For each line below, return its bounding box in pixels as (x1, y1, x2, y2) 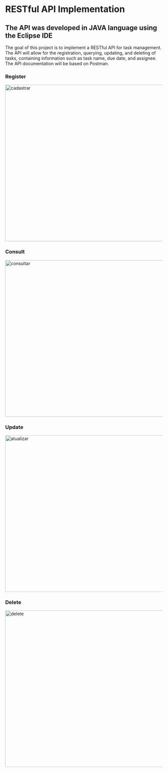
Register (5, 73, 26, 80)
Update (5, 424, 23, 431)
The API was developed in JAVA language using (5, 24, 157, 32)
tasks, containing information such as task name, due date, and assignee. (5, 55, 156, 61)
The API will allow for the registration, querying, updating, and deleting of (5, 50, 156, 56)
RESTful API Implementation (5, 4, 125, 15)
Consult (5, 248, 25, 255)
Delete (5, 599, 21, 606)
